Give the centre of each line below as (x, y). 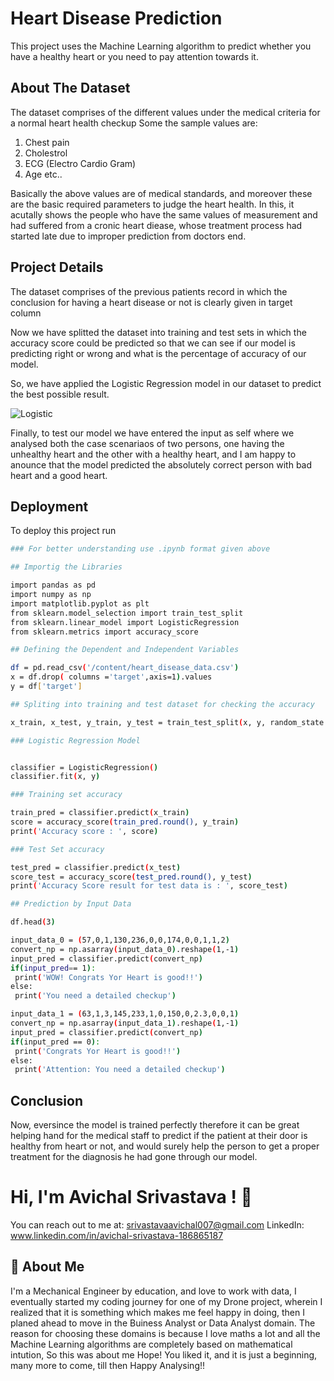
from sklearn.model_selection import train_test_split (127, 613)
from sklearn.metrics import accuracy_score (104, 632)
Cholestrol (46, 153)
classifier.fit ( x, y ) (55, 777)
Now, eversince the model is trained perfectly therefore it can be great (155, 1125)
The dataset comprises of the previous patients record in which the (149, 291)
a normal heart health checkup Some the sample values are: (134, 123)
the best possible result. (60, 394)
